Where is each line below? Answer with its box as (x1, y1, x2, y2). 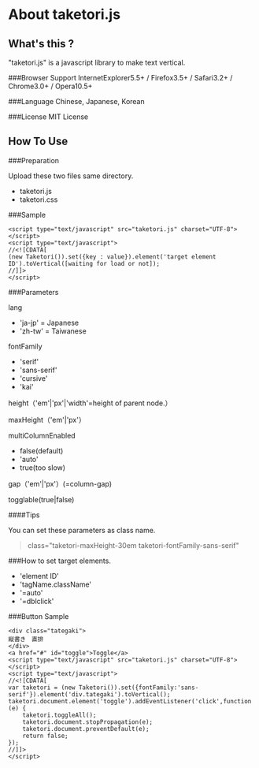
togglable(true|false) (8, 494, 75, 504)
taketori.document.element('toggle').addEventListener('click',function (8, 697, 252, 705)
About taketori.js (8, 6, 120, 24)
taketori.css (19, 195, 58, 204)
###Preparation (8, 155, 60, 165)
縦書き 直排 (8, 635, 44, 643)
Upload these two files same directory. (8, 171, 134, 181)
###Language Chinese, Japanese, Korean (8, 97, 146, 106)
